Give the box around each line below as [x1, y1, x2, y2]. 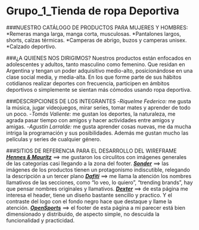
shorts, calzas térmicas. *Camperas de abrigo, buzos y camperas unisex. [6, 36, 187, 43]
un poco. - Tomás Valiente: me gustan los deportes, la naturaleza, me [6, 110, 176, 117]
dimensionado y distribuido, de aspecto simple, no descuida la [6, 210, 160, 217]
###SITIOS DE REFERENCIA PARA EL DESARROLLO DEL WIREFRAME [6, 147, 177, 154]
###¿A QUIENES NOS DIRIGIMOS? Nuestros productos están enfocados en [6, 54, 192, 61]
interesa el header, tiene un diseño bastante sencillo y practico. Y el [6, 191, 173, 198]
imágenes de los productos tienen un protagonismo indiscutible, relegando [6, 166, 191, 173]
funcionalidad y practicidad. [6, 216, 75, 224]
